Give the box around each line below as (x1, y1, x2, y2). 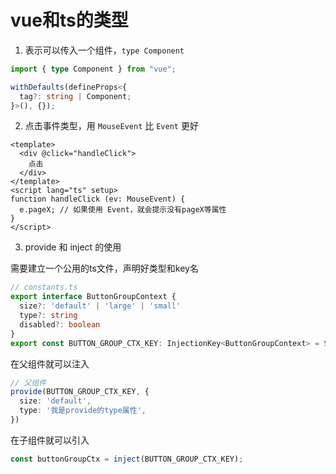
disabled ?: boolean (19, 319, 101, 330)
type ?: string (19, 311, 78, 321)
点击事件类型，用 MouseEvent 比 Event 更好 (24, 120, 199, 132)
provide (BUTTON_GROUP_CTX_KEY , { (10, 387, 150, 397)
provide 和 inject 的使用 (24, 241, 122, 253)
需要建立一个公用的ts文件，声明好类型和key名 (10, 262, 199, 275)
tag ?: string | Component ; (19, 91, 132, 101)
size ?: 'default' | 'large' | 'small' (19, 301, 182, 311)
